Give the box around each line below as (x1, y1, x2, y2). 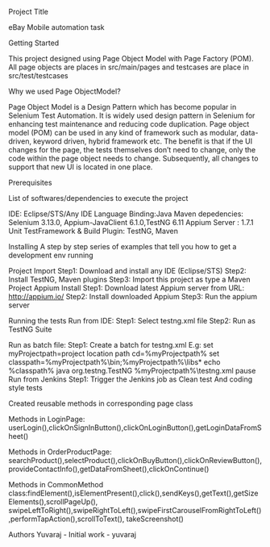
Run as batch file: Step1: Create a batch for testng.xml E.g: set (8, 340, 214, 349)
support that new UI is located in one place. (8, 162, 153, 172)
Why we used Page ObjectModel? (8, 86, 121, 96)
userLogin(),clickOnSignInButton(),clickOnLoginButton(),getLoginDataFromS (8, 423, 262, 432)
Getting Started (8, 38, 60, 48)
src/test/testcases (8, 71, 69, 80)
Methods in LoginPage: (8, 415, 85, 424)
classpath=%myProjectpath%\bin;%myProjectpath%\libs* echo (8, 357, 221, 366)
